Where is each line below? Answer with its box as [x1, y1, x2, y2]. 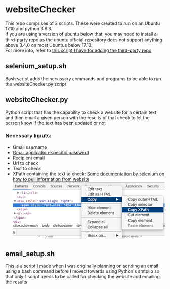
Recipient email [12, 155, 45, 161]
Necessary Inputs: [5, 132, 52, 139]
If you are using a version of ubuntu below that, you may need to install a [5, 31, 157, 37]
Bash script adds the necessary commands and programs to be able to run [5, 75, 161, 82]
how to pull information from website [12, 176, 90, 182]
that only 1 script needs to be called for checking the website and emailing [5, 273, 160, 279]
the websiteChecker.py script [5, 81, 67, 87]
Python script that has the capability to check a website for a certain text [5, 109, 157, 115]
